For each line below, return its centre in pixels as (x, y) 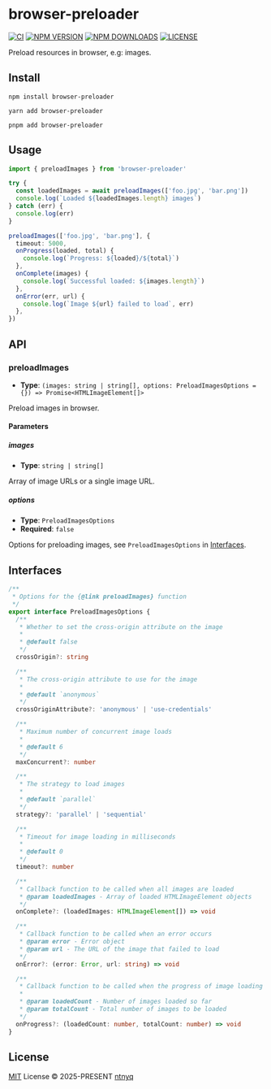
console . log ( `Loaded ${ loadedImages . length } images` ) (108, 199)
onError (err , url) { (50, 296)
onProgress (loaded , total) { (65, 251)
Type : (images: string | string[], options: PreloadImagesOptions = (138, 385)
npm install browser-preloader (61, 97)
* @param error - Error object (72, 942)
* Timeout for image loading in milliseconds (97, 837)
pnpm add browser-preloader (56, 125)
